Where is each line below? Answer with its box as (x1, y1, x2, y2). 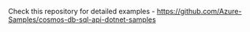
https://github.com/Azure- (156, 7, 242, 16)
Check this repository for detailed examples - (8, 7, 155, 16)
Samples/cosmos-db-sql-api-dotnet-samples (8, 15, 156, 24)
